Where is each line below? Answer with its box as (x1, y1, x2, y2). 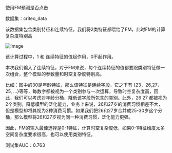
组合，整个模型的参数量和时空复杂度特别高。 (9, 71, 104, 77)
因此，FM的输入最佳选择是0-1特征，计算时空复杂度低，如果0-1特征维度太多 (5, 125, 165, 131)
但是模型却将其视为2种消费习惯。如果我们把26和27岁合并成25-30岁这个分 (5, 107, 163, 113)
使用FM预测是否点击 (5, 5, 48, 10)
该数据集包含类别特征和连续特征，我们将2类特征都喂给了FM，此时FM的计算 (5, 26, 166, 32)
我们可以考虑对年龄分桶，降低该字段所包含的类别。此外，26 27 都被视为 (14, 94, 167, 101)
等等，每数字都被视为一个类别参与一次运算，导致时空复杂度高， (18, 88, 154, 94)
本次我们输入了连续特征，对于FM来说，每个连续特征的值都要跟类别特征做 (5, 65, 161, 70)
